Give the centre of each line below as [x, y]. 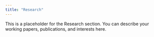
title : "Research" [24, 10]
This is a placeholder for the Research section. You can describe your [77, 24]
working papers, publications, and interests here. [56, 29]
